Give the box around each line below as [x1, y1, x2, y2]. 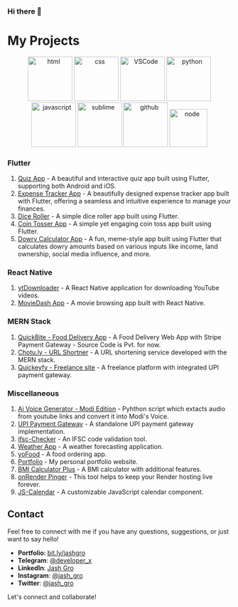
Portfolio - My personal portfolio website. [17, 458, 139, 466]
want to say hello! [7, 534, 59, 543]
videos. [17, 291, 40, 300]
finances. [17, 204, 45, 213]
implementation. [17, 427, 65, 436]
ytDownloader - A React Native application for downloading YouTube [17, 284, 220, 292]
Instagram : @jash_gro [17, 571, 83, 579]
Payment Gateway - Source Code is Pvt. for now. [17, 340, 161, 349]
